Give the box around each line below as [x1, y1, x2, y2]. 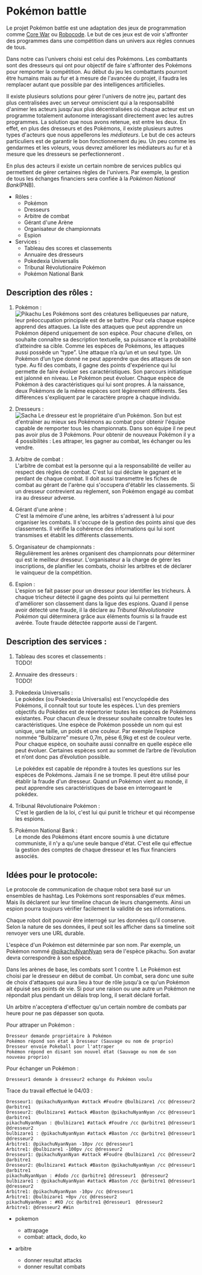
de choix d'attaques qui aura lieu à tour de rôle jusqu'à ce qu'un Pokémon [6, 979, 190, 986]
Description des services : [6, 636, 107, 647]
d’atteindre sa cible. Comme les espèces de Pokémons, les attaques [14, 342, 185, 349]
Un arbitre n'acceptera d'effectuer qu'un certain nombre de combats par [6, 1003, 187, 1010]
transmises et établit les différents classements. [14, 531, 134, 538]
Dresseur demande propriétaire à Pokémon [6, 1033, 112, 1039]
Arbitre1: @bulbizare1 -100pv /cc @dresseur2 [6, 1146, 122, 1152]
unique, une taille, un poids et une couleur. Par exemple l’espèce [14, 727, 175, 735]
